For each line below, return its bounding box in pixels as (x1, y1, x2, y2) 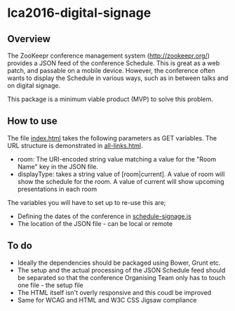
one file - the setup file (17, 281, 84, 289)
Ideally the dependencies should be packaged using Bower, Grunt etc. (17, 258, 221, 267)
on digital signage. (7, 81, 61, 89)
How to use (7, 115, 58, 127)
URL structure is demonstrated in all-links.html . (7, 141, 143, 150)
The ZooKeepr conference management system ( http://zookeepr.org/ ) (7, 51, 210, 60)
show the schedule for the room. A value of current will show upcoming (17, 177, 224, 185)
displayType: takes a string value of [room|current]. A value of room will (17, 170, 225, 178)
